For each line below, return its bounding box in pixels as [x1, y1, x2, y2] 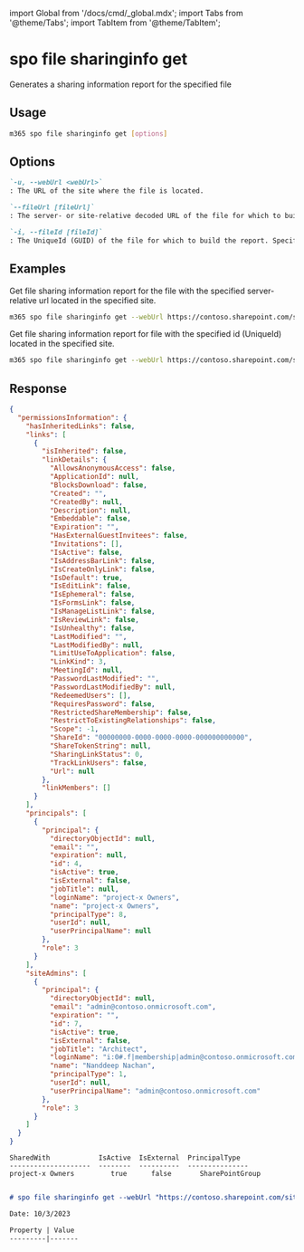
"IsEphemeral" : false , [49, 590, 136, 599]
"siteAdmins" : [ [25, 969, 88, 978]
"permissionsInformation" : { [17, 413, 128, 422]
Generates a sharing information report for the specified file [9, 79, 233, 90]
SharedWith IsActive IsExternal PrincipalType [9, 1153, 242, 1162]
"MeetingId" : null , [49, 665, 124, 675]
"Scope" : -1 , [49, 724, 100, 734]
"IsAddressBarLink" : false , [49, 556, 156, 565]
